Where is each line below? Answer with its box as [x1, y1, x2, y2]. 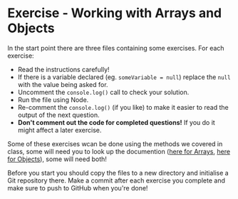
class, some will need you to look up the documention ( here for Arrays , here [7, 147, 230, 155]
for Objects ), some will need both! [7, 155, 107, 163]
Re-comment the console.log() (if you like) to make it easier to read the [17, 103, 229, 111]
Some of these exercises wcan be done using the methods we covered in [7, 139, 223, 148]
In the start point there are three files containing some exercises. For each [7, 44, 224, 52]
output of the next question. [17, 111, 100, 119]
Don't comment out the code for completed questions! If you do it [17, 118, 215, 126]
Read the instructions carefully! [17, 65, 110, 73]
